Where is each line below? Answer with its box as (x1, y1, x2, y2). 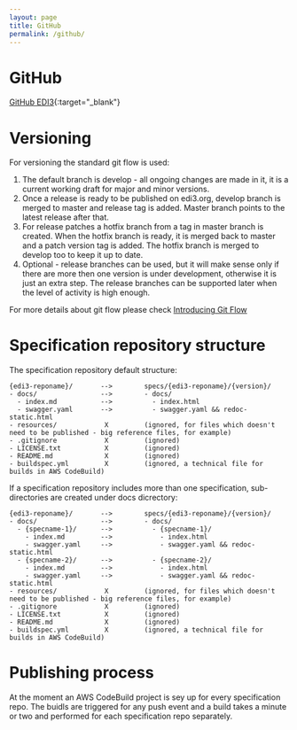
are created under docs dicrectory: (50, 493, 178, 503)
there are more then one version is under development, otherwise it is (21, 268, 277, 279)
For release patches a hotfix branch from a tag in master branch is (21, 221, 264, 232)
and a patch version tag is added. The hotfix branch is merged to (21, 240, 260, 251)
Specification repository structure (9, 336, 266, 355)
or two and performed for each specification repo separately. (9, 711, 233, 722)
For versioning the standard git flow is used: (9, 157, 170, 168)
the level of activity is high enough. (21, 287, 151, 298)
